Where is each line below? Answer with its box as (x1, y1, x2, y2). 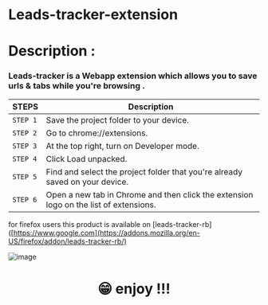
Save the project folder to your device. (45, 114, 190, 125)
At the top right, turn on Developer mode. (45, 140, 199, 151)
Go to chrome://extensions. (45, 127, 148, 139)
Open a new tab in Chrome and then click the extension (45, 189, 254, 200)
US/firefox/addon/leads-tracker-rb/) (8, 237, 128, 246)
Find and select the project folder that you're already (45, 166, 243, 177)
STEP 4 (12, 154, 37, 163)
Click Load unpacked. (45, 153, 128, 164)
